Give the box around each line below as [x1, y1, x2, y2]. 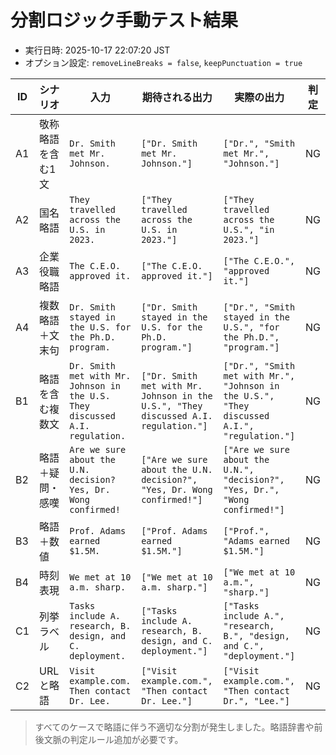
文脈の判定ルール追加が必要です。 [43, 733, 184, 745]
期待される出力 [141, 90, 213, 104]
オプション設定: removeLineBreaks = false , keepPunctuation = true [24, 56, 303, 68]
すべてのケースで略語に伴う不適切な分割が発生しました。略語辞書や [34, 721, 315, 733]
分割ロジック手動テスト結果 [10, 9, 239, 32]
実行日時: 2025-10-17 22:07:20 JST [24, 44, 171, 56]
